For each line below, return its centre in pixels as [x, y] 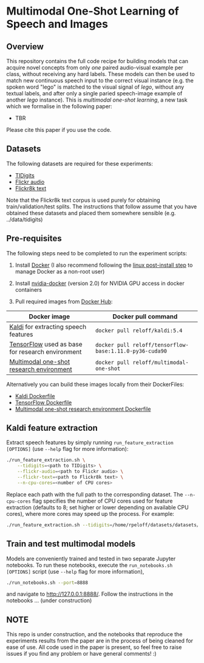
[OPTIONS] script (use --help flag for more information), [75, 571]
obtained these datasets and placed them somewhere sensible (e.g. [91, 213]
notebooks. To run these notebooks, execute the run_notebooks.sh [90, 565]
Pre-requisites [34, 239]
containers [29, 289]
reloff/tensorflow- [161, 345]
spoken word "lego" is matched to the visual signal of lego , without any [95, 87]
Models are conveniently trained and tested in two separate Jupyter [91, 558]
